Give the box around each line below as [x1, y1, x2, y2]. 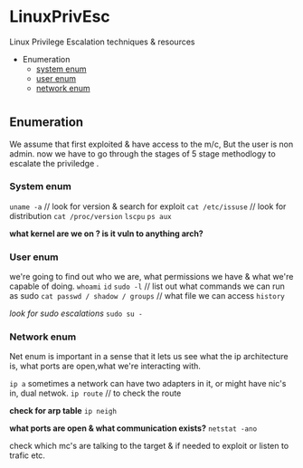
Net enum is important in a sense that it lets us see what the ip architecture [9, 351, 289, 362]
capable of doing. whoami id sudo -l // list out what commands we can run [9, 281, 285, 291]
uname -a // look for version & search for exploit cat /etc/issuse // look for [9, 201, 287, 212]
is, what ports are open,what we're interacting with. [9, 360, 202, 372]
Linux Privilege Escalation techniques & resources [9, 36, 195, 47]
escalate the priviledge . [9, 158, 99, 168]
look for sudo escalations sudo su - [9, 308, 143, 319]
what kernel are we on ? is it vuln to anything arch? [9, 228, 204, 239]
